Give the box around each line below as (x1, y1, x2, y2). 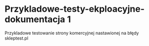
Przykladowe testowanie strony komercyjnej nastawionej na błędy (4, 30, 139, 36)
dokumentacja (4, 14, 65, 25)
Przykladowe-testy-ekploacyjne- (4, 3, 145, 15)
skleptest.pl (4, 35, 28, 41)
